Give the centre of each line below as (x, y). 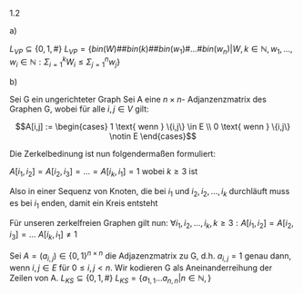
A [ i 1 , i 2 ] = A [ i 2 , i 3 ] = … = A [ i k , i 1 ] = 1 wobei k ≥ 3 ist (104, 173)
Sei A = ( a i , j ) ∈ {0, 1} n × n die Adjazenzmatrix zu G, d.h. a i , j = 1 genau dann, (151, 256)
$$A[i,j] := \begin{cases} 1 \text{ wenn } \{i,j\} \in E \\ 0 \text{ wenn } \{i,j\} (153, 127)
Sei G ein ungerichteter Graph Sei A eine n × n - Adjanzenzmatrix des (138, 100)
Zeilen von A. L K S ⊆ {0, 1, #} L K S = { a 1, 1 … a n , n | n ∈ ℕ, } (111, 279)
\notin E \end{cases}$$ (153, 136)
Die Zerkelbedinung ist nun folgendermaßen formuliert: (113, 154)
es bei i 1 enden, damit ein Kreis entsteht (84, 204)
